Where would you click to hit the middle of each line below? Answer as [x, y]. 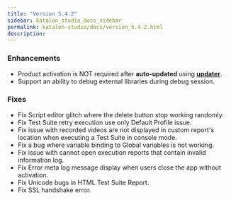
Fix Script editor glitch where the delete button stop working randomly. [121, 114]
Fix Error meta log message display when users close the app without [119, 167]
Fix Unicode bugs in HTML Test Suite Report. [83, 182]
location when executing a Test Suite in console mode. [97, 137]
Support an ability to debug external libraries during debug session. [116, 81]
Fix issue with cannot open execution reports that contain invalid [112, 152]
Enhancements [34, 59]
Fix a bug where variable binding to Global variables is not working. [116, 145]
